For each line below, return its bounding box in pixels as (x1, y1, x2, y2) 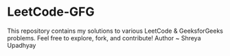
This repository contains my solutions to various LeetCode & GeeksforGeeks (7, 27, 223, 35)
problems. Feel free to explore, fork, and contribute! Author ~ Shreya (7, 33, 201, 42)
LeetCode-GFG (7, 4, 95, 20)
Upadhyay (7, 41, 36, 49)
